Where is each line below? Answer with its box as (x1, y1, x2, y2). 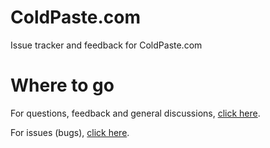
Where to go (10, 74, 115, 97)
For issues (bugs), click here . (10, 126, 130, 138)
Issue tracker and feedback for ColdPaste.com (10, 39, 203, 51)
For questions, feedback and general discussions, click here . (10, 107, 261, 119)
